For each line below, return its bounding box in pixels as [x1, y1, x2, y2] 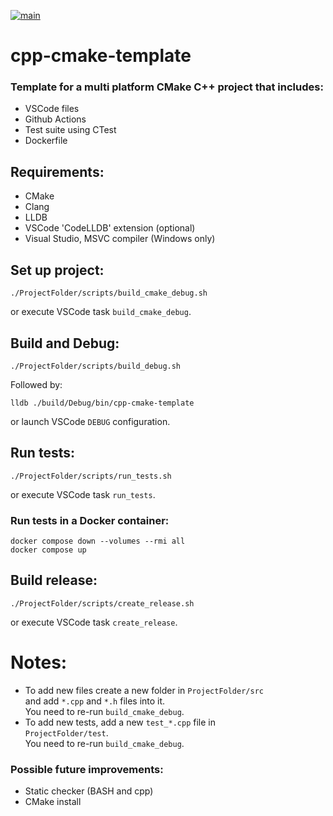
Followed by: [10, 378, 63, 390]
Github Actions [24, 113, 87, 125]
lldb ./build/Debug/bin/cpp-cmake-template [10, 398, 195, 408]
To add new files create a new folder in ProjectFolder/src [24, 684, 264, 696]
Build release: [10, 572, 98, 589]
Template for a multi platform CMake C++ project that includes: [10, 80, 324, 94]
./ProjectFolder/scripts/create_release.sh [10, 598, 195, 609]
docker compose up [10, 545, 87, 555]
